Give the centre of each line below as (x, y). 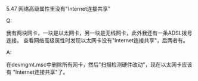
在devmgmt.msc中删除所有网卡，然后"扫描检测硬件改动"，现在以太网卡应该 (99, 65)
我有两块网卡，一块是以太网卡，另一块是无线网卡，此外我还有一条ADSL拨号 (99, 33)
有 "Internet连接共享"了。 (37, 72)
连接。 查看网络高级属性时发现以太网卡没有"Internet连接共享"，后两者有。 (98, 40)
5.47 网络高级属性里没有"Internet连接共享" (58, 9)
